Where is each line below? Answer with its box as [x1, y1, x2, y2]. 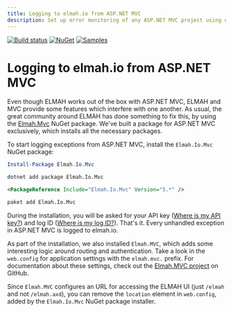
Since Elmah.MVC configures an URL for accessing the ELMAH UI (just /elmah [7, 282, 225, 291]
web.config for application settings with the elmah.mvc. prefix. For [7, 254, 194, 262]
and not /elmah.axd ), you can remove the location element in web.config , [7, 289, 217, 298]
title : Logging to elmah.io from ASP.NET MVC [7, 10, 141, 17]
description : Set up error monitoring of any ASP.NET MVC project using [7, 17, 222, 24]
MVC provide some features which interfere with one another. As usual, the [7, 105, 222, 113]
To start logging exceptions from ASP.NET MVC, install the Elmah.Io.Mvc [7, 140, 214, 149]
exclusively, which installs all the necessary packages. [7, 127, 163, 135]
